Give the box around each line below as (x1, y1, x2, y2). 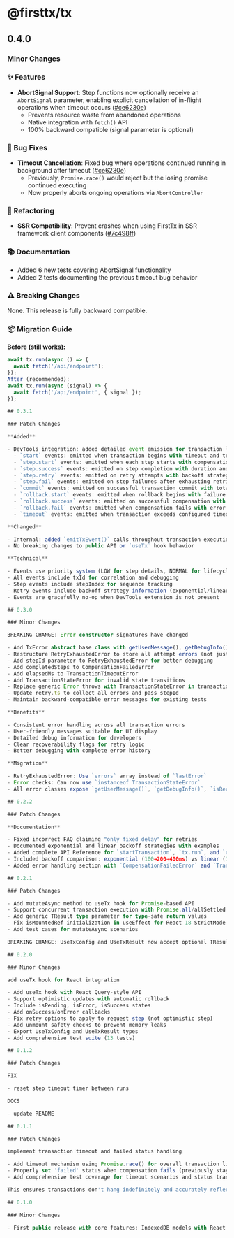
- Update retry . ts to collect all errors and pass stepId (7, 690, 179, 697)
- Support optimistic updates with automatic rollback (7, 995, 170, 1002)
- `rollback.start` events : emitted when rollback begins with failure (13, 491, 226, 498)
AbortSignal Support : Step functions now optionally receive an (17, 88, 200, 96)
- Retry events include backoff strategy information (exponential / (7, 587, 210, 594)
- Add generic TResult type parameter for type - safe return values (7, 913, 208, 920)
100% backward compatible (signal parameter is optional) (27, 125, 194, 134)
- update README (7, 1110, 54, 1117)
